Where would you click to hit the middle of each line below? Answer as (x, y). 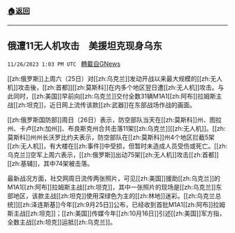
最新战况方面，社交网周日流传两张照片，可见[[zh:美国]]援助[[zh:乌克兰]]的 (114, 178)
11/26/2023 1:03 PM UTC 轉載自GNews (64, 64)
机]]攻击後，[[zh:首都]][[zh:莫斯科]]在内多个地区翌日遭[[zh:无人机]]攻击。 (113, 87)
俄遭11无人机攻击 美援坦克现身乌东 (85, 46)
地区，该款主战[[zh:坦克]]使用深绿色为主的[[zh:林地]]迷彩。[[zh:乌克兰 (114, 196)
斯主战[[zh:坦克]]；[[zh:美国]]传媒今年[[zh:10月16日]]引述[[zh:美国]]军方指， (116, 213)
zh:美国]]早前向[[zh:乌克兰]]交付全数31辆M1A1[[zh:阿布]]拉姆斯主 (129, 97)
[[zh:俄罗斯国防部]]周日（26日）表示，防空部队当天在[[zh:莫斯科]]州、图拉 (115, 120)
